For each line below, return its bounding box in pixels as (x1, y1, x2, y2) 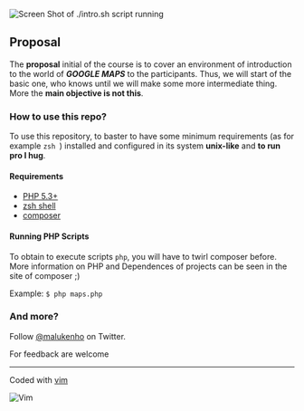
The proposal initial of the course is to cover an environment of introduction (9, 59, 292, 70)
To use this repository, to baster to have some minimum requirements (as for (9, 131, 295, 142)
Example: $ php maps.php (9, 288, 103, 299)
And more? (9, 311, 59, 323)
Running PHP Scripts (9, 231, 90, 242)
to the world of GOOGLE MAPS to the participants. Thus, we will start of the (9, 68, 292, 79)
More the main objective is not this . (9, 87, 144, 99)
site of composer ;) (9, 270, 81, 281)
